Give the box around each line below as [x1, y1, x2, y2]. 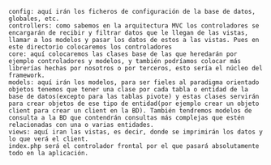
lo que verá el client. [8, 135, 89, 143]
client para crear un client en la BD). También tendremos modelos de [8, 107, 252, 115]
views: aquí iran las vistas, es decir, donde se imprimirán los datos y [8, 128, 264, 136]
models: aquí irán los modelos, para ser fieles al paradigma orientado [8, 78, 260, 87]
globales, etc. [8, 15, 60, 23]
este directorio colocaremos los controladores [8, 43, 173, 51]
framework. [8, 71, 45, 79]
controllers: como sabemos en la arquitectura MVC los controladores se [8, 22, 260, 30]
